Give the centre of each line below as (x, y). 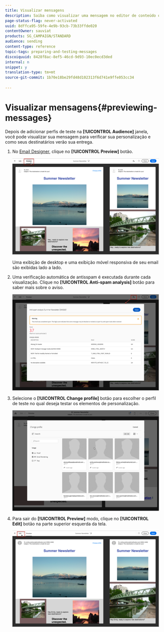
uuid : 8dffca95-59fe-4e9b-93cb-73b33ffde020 (51, 26)
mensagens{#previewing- (103, 108)
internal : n (17, 62)
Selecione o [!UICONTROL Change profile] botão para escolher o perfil (84, 398)
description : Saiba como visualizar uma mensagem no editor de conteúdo (81, 15)
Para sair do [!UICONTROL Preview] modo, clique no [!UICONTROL (80, 518)
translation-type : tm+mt (30, 73)
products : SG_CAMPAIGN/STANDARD (38, 36)
